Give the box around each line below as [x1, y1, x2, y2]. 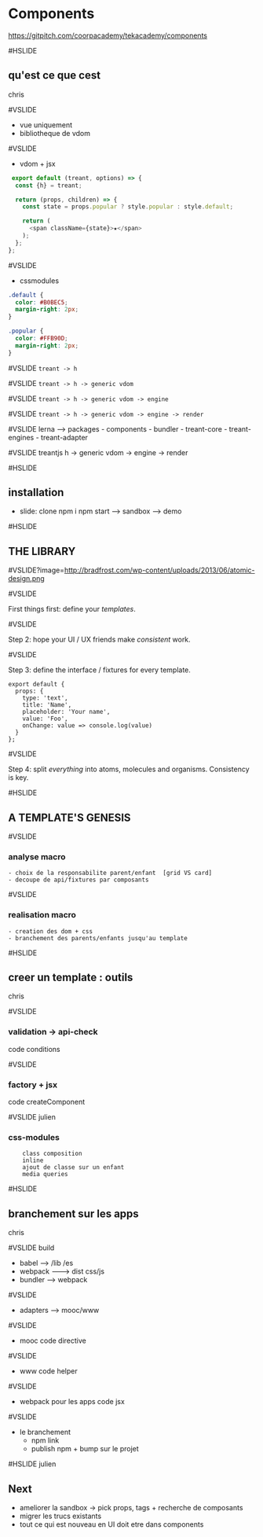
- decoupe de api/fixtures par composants [8, 876, 149, 884]
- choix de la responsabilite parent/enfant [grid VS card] [8, 870, 213, 877]
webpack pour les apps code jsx [19, 1397, 126, 1406]
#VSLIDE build [8, 1243, 55, 1252]
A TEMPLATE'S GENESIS [8, 811, 131, 824]
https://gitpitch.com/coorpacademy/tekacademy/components [8, 31, 208, 40]
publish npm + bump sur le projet [31, 1444, 139, 1454]
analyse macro [8, 851, 66, 862]
